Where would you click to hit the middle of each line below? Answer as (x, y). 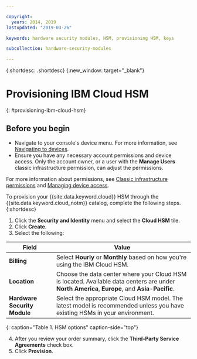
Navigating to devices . (42, 149)
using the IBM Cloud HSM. (92, 264)
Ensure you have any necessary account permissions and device (93, 155)
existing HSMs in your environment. (105, 313)
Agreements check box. (44, 345)
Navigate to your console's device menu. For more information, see (96, 143)
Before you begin (38, 129)
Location (21, 281)
